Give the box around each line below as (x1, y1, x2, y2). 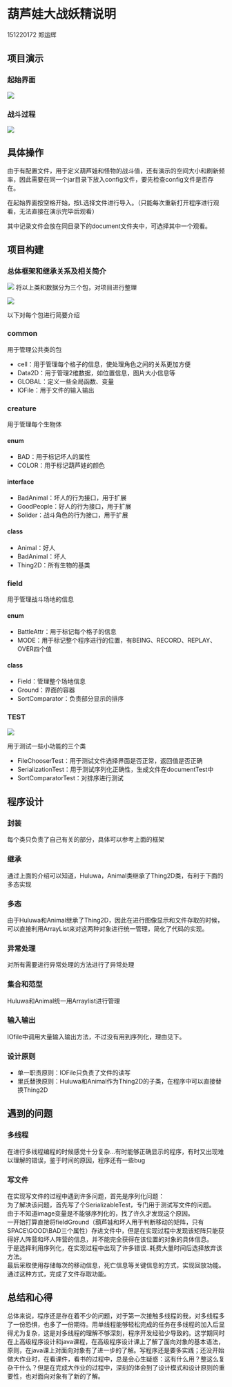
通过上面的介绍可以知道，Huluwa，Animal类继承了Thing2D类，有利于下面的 (7, 871, 224, 880)
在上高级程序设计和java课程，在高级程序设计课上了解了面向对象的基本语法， (7, 1337, 224, 1346)
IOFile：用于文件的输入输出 (17, 386, 95, 394)
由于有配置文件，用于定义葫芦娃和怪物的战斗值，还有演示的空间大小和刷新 (7, 167, 219, 175)
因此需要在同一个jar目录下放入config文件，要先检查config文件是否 (19, 175, 209, 183)
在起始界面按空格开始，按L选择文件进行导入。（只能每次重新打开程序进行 (7, 198, 213, 207)
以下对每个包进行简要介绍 (7, 311, 80, 319)
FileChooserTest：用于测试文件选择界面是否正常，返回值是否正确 (17, 756, 203, 764)
